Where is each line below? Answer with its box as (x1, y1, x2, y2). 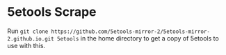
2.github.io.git (7, 35, 54, 42)
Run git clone (7, 27, 49, 35)
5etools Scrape (7, 4, 97, 20)
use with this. (7, 41, 46, 49)
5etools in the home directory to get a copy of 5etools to (56, 34, 219, 42)
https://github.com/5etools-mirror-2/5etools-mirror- (51, 28, 211, 35)
